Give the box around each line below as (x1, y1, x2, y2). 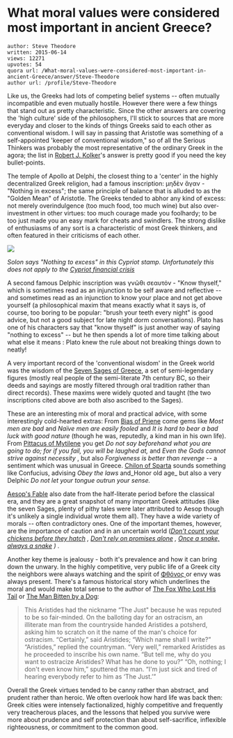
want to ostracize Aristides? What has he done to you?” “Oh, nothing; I (24, 657, 226, 665)
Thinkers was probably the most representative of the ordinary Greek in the (7, 143, 224, 151)
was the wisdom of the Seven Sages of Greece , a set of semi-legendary (7, 366, 214, 375)
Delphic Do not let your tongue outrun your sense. (7, 476, 151, 484)
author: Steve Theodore (7, 43, 77, 50)
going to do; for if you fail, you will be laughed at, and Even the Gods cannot (7, 446, 226, 455)
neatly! (7, 345, 27, 354)
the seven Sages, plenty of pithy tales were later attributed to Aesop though (7, 504, 225, 513)
